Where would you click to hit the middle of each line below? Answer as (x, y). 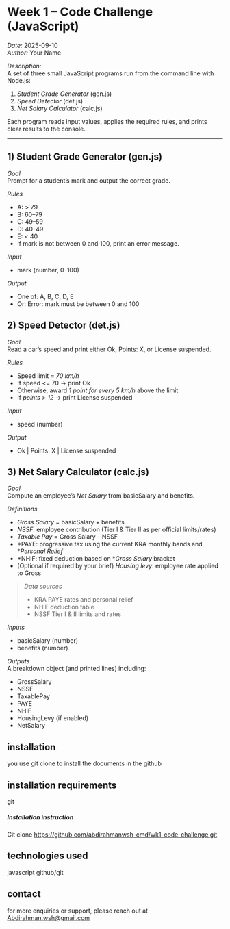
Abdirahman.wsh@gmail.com (49, 917)
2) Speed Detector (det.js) (64, 326)
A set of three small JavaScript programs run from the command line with (111, 73)
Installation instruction (40, 817)
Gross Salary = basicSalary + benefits (71, 522)
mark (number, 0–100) (48, 270)
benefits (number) (42, 648)
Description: (24, 66)
